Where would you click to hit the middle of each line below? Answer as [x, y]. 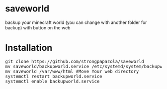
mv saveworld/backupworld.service [47, 66]
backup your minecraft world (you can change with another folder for [76, 22]
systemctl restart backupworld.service [54, 76]
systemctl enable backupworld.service [52, 81]
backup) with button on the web [38, 27]
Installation [29, 48]
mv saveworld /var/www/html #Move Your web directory [72, 71]
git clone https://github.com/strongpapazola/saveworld [75, 61]
